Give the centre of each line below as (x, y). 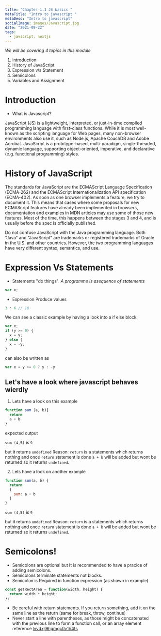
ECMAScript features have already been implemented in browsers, (72, 207)
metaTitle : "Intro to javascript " (41, 14)
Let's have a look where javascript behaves (72, 382)
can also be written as (27, 358)
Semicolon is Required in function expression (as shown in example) (80, 581)
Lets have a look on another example (49, 471)
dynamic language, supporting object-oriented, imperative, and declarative (80, 149)
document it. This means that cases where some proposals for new (72, 202)
